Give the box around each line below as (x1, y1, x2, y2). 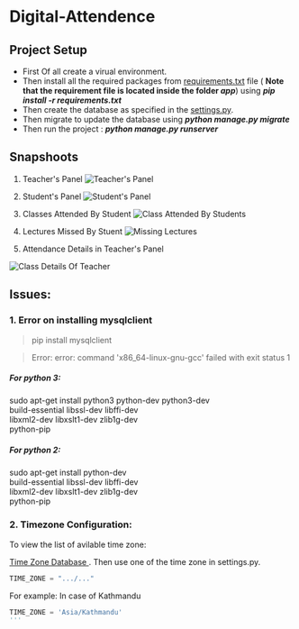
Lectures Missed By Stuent (22, 225, 123, 236)
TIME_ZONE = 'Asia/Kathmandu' (9, 607, 123, 616)
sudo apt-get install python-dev (9, 467, 127, 479)
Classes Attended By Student (22, 208, 132, 219)
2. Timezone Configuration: (9, 518, 132, 531)
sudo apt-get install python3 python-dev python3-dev (9, 395, 210, 406)
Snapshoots (9, 150, 79, 165)
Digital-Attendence (9, 6, 156, 27)
